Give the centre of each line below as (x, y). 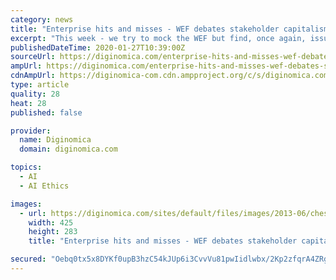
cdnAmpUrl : (33, 76)
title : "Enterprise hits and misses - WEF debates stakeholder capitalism (169, 29)
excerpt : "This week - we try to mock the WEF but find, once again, (158, 38)
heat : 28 (28, 103)
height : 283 (53, 232)
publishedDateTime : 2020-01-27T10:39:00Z (98, 47)
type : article (40, 85)
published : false (46, 112)
